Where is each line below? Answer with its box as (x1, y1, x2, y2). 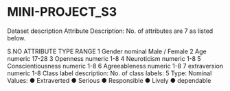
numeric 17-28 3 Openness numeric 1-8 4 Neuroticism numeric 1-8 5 (7, 54, 201, 62)
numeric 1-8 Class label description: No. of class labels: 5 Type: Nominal (7, 69, 212, 77)
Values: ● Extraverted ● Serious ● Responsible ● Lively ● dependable (7, 76, 211, 84)
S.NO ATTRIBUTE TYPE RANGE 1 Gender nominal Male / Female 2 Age (7, 47, 207, 55)
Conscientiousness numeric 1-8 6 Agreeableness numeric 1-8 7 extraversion (7, 62, 224, 70)
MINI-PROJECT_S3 (7, 4, 117, 20)
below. (7, 34, 26, 42)
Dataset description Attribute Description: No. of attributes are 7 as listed (7, 27, 214, 35)
